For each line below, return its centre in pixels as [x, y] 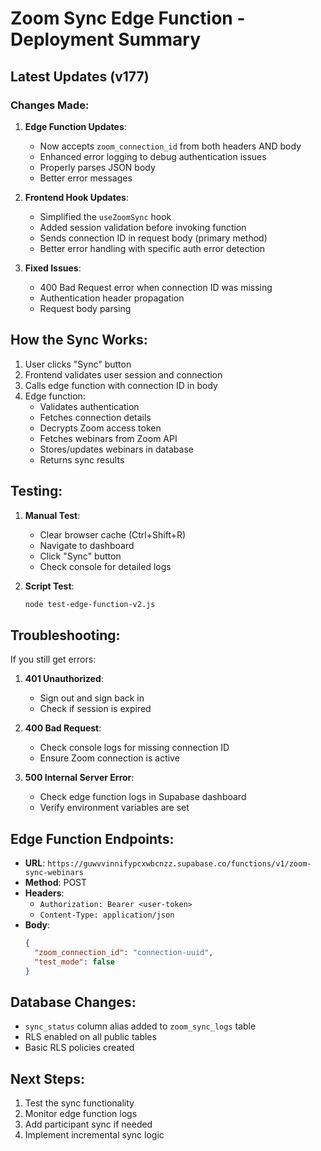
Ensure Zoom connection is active [109, 758]
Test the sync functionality [79, 1103]
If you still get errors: [53, 659]
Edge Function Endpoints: [92, 838]
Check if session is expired [95, 709]
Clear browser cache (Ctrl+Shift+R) [113, 534]
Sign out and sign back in [92, 698]
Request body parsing [85, 308]
